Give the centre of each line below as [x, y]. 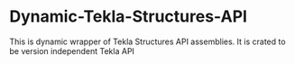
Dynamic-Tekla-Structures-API [129, 17]
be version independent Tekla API [72, 50]
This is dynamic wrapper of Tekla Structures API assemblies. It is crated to [147, 41]
